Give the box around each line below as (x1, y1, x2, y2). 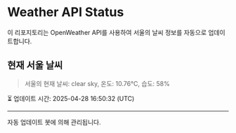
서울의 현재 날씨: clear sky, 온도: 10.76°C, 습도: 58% (24, 79, 170, 87)
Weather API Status (7, 4, 124, 20)
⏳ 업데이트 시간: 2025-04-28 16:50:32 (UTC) (7, 94, 135, 102)
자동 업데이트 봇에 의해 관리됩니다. (7, 118, 101, 126)
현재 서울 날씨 (7, 59, 63, 71)
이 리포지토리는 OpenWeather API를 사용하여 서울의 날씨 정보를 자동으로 (7, 28, 207, 36)
